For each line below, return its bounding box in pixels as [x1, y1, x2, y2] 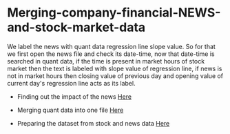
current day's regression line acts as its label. [7, 79, 136, 87]
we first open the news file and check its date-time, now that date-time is [7, 50, 215, 58]
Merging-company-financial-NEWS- [7, 5, 221, 21]
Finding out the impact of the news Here [17, 92, 132, 101]
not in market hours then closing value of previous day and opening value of [7, 71, 224, 80]
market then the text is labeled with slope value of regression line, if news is [7, 64, 222, 73]
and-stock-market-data [7, 19, 146, 35]
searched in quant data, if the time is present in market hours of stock [7, 57, 205, 65]
